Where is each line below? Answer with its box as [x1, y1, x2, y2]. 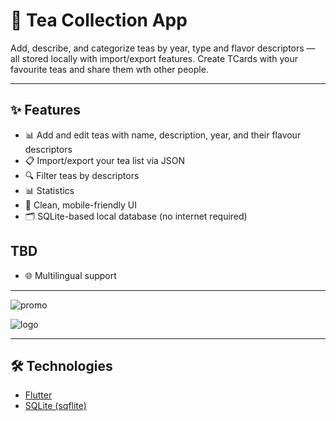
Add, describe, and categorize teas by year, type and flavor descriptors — [10, 42, 316, 54]
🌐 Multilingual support [24, 269, 117, 281]
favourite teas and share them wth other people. [10, 63, 209, 75]
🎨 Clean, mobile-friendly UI [24, 199, 137, 211]
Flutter [24, 389, 53, 401]
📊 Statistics [24, 184, 75, 196]
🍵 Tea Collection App [10, 9, 188, 32]
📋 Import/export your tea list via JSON [24, 154, 186, 166]
